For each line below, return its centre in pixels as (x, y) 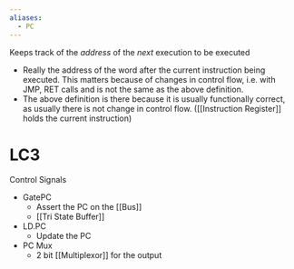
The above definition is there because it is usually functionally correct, (154, 99)
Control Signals (38, 180)
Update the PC (64, 236)
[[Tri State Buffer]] (70, 217)
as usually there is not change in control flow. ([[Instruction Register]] (152, 108)
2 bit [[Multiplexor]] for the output (99, 255)
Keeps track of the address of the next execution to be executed (130, 52)
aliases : (26, 18)
